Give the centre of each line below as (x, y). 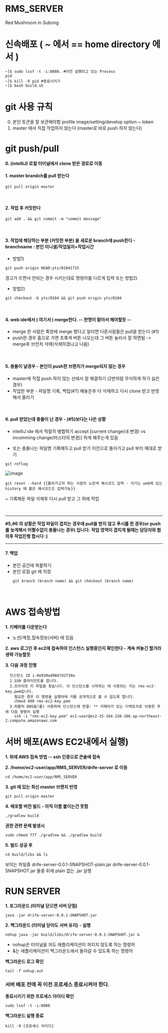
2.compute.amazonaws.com (31, 721)
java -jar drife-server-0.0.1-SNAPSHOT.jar (51, 915)
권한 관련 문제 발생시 (25, 825)
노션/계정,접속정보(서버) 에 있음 (43, 637)
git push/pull (32, 149)
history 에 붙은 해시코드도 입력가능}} (40, 489)
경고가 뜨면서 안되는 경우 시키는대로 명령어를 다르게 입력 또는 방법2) (71, 278)
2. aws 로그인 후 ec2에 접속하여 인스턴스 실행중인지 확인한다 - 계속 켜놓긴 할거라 (83, 648)
